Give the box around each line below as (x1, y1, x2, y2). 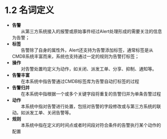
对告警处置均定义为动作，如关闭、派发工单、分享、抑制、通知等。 (20, 65, 157, 71)
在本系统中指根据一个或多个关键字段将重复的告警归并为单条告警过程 (20, 90, 161, 96)
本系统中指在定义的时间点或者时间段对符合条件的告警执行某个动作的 (20, 122, 161, 128)
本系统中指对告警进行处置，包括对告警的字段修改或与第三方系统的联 (20, 103, 161, 109)
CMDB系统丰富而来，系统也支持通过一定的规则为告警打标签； (11, 53, 139, 59)
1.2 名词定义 (4, 4, 54, 16)
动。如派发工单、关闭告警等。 (11, 109, 73, 115)
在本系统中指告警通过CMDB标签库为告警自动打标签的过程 (20, 78, 139, 84)
